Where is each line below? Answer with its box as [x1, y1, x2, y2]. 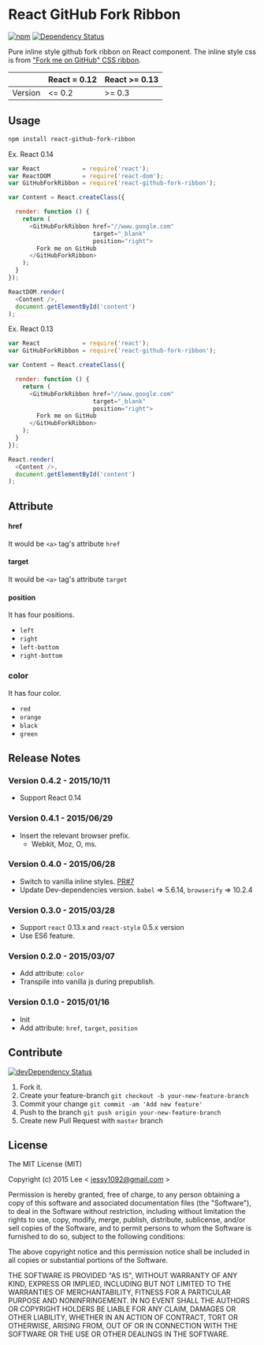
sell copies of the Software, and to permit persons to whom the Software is [8, 1224, 252, 1233]
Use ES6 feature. [19, 931, 75, 940]
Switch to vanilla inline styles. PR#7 [19, 876, 135, 886]
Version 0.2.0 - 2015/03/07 [8, 951, 116, 962]
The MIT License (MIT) [8, 1160, 83, 1169]
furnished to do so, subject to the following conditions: [8, 1232, 185, 1242]
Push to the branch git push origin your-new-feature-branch [19, 1107, 221, 1117]
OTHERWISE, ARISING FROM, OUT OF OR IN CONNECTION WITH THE [8, 1321, 238, 1331]
